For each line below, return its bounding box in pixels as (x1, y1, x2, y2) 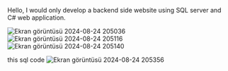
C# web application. (7, 13, 66, 22)
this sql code (7, 56, 45, 64)
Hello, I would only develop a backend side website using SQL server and (7, 6, 222, 14)
